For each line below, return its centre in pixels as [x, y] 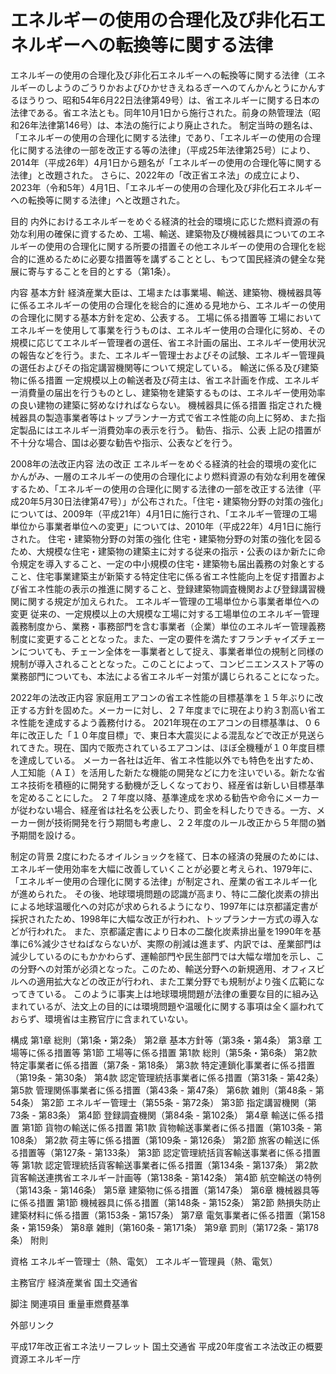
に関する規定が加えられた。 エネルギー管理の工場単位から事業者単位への [169, 601]
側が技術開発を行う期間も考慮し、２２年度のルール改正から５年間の [176, 822]
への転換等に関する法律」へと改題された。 [98, 200]
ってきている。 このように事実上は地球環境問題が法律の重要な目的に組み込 [164, 993]
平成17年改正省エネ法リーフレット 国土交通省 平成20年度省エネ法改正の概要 [167, 1346]
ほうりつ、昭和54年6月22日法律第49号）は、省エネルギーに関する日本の [169, 100]
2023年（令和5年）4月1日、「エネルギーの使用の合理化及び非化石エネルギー [166, 187]
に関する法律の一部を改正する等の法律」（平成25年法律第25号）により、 [167, 150]
